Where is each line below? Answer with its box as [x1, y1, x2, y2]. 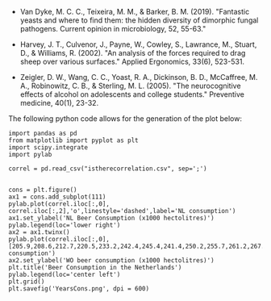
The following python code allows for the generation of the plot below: [8, 114, 242, 123]
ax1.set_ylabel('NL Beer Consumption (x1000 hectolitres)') [8, 214, 215, 222]
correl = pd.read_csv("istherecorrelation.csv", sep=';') [8, 165, 207, 173]
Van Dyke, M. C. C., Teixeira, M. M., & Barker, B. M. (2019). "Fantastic [19, 7, 250, 16]
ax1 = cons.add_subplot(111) [8, 193, 106, 201]
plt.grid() [8, 278, 45, 286]
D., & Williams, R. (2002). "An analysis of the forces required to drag [19, 48, 246, 57]
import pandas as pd [8, 129, 78, 137]
